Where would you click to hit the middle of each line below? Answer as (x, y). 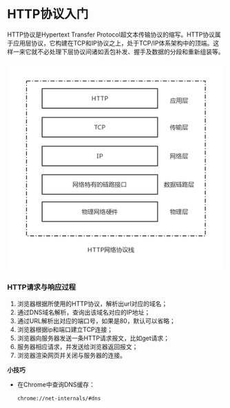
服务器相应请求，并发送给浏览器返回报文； (77, 346)
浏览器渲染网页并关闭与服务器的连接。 (71, 355)
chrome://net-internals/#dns (59, 398)
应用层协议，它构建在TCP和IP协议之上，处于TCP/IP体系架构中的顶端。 (113, 43)
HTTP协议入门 (48, 14)
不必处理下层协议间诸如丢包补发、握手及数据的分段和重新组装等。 (130, 52)
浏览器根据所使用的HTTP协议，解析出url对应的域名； (92, 303)
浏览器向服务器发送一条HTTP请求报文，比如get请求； (93, 338)
